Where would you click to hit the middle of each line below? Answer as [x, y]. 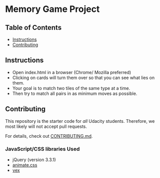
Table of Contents [34, 28]
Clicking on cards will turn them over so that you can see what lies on [83, 78]
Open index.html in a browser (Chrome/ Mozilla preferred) [72, 72]
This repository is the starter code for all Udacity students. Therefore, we [80, 121]
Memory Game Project [52, 9]
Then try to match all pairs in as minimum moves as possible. [75, 93]
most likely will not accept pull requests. [46, 126]
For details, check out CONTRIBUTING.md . [49, 136]
